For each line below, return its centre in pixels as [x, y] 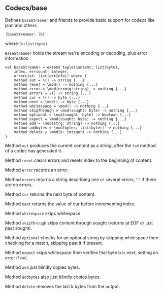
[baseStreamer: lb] [25, 34]
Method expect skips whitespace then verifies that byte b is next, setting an [82, 252]
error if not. [17, 257]
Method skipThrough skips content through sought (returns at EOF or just [79, 223]
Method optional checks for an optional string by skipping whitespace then [82, 238]
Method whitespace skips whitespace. [44, 213]
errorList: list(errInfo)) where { [50, 76]
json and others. [22, 25]
